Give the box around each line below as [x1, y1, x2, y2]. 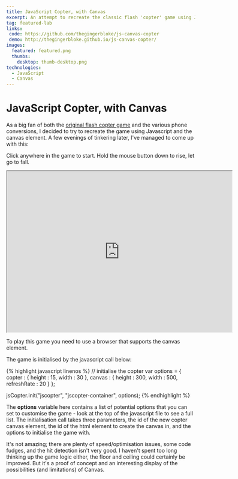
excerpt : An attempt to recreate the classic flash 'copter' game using [6, 14, 192, 20]
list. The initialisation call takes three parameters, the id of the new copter [6, 416, 188, 423]
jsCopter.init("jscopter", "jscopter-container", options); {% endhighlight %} [6, 392, 191, 399]
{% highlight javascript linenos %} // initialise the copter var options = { [6, 367, 182, 375]
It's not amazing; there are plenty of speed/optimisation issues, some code [6, 441, 191, 448]
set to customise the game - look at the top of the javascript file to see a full [6, 410, 194, 417]
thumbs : [11, 53, 31, 59]
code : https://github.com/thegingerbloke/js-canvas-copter [8, 31, 160, 37]
